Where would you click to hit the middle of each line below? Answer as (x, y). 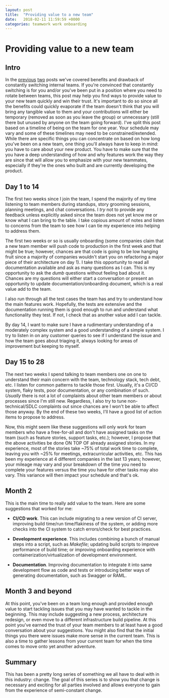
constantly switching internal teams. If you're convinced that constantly (79, 85)
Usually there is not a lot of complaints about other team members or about (83, 395)
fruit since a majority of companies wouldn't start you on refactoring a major (84, 257)
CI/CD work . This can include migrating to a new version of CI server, (85, 518)
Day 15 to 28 (25, 362)
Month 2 (19, 491)
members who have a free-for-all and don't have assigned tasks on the (79, 432)
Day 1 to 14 (22, 186)
